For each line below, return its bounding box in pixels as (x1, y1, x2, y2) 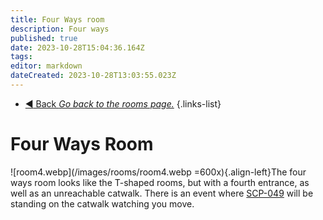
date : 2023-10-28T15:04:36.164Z (10, 42, 145, 53)
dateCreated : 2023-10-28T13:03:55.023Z (10, 71, 177, 81)
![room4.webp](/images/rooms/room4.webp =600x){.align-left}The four (10, 166, 307, 178)
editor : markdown (10, 61, 83, 71)
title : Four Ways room (10, 14, 105, 25)
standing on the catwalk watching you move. (10, 197, 195, 210)
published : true (10, 33, 78, 43)
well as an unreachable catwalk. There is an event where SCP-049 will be (10, 187, 314, 199)
